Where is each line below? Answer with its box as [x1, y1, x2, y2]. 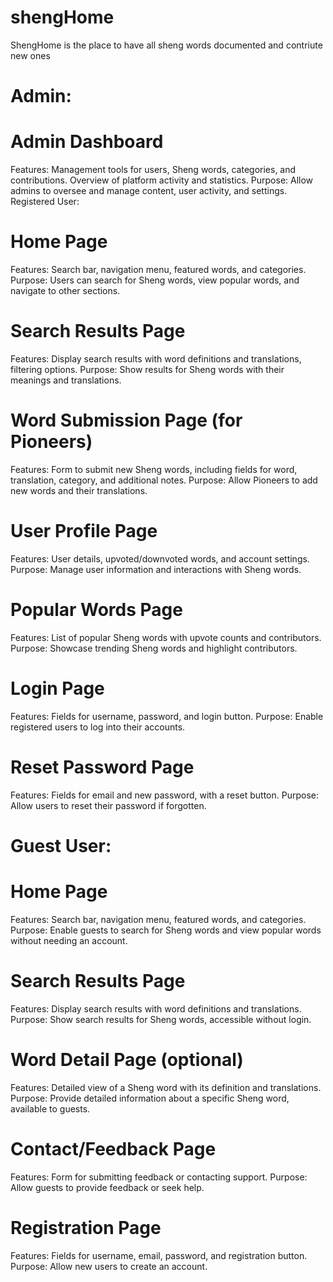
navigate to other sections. [10, 285, 121, 296]
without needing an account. [10, 934, 128, 946]
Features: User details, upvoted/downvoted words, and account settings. [10, 552, 310, 565]
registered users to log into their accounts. [10, 721, 186, 733]
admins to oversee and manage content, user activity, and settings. [10, 185, 288, 197]
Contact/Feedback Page [10, 1137, 217, 1160]
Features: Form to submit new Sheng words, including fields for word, [10, 463, 298, 475]
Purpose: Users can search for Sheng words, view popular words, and [10, 274, 300, 286]
